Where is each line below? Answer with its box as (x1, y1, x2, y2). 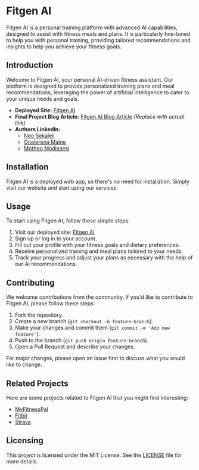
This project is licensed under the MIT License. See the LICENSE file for (6, 452, 182, 459)
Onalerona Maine (23, 138, 66, 146)
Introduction (6, 60, 54, 70)
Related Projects (6, 378, 69, 388)
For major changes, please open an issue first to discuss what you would (6, 355, 185, 362)
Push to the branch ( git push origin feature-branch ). (14, 337, 149, 344)
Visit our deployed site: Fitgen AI (14, 228, 95, 236)
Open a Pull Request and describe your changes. (14, 343, 135, 350)
